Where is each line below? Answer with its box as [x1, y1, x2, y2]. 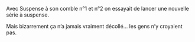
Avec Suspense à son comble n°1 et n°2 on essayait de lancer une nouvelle [6, 5, 189, 12]
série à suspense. [6, 11, 49, 18]
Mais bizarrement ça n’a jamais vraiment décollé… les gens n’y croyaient [6, 23, 183, 30]
